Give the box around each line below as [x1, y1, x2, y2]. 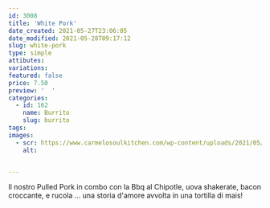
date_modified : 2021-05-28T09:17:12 [8, 34, 131, 43]
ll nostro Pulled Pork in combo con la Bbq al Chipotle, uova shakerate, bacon [8, 182, 262, 192]
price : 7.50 [8, 79, 48, 87]
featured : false [8, 71, 63, 80]
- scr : [15, 138, 38, 147]
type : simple [8, 49, 52, 57]
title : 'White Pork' [8, 19, 78, 27]
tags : [8, 124, 27, 132]
